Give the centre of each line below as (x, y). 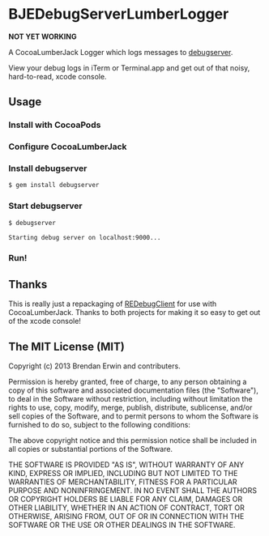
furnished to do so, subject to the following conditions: (99, 424)
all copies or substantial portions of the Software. (90, 449)
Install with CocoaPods (55, 125)
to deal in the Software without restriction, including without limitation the (130, 398)
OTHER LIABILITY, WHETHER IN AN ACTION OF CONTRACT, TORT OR (126, 508)
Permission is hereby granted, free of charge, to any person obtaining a (128, 381)
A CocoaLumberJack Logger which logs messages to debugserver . (121, 52)
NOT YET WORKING (43, 36)
